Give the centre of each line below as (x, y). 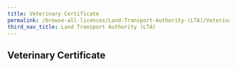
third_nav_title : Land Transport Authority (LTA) (82, 27)
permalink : (23, 20)
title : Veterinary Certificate (53, 14)
